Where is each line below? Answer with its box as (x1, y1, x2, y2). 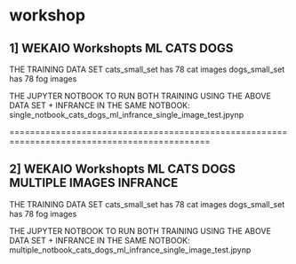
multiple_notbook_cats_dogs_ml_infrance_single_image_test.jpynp (9, 245, 252, 255)
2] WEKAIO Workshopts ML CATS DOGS (9, 161, 236, 177)
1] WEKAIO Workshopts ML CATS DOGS (9, 41, 234, 56)
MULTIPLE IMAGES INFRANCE (9, 175, 179, 190)
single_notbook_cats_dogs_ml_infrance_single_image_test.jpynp (9, 110, 244, 120)
